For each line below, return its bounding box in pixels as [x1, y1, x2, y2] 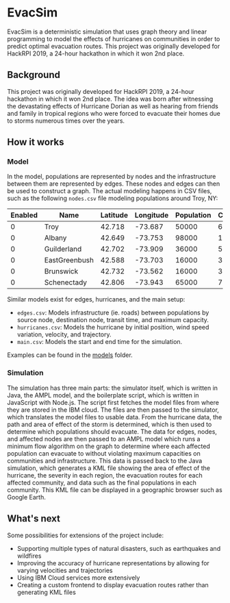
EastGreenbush [44, 256, 94, 265]
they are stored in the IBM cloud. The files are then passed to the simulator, [7, 406, 219, 414]
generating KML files [16, 588, 77, 596]
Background [7, 69, 60, 81]
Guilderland [44, 245, 82, 254]
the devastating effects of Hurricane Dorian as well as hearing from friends [7, 101, 219, 110]
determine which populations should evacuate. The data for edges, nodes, [7, 427, 218, 436]
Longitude [134, 210, 169, 220]
